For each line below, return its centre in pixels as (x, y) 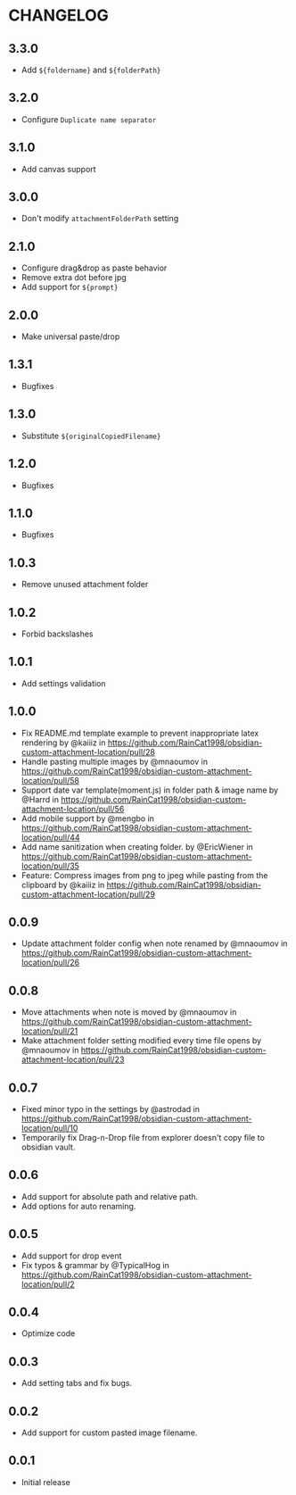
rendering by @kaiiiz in (63, 743)
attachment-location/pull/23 (73, 1059)
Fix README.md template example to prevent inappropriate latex (140, 733)
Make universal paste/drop (70, 336)
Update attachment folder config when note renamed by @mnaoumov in (154, 943)
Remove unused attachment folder (85, 585)
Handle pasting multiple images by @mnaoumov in (115, 761)
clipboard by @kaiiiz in (63, 885)
